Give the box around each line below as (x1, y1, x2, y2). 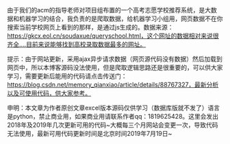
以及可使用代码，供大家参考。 (7, 89, 91, 97)
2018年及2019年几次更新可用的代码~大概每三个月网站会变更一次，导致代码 (7, 121, 218, 129)
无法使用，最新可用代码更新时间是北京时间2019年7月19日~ (7, 130, 172, 137)
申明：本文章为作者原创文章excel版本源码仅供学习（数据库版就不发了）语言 (7, 104, 220, 112)
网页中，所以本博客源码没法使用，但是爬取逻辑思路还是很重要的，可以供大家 (7, 64, 223, 71)
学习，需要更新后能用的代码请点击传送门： (7, 72, 127, 80)
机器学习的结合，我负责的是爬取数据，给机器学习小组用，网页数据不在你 (18, 14, 223, 23)
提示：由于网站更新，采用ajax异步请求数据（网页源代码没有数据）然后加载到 (7, 55, 222, 63)
